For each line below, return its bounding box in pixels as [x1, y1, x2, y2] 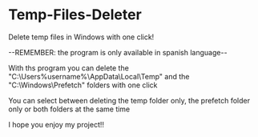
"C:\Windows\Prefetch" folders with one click [8, 80, 158, 90]
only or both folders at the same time [8, 104, 131, 114]
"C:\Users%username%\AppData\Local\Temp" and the [8, 71, 190, 81]
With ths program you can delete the [8, 62, 130, 73]
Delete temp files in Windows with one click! [8, 32, 155, 42]
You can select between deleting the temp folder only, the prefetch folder [8, 95, 251, 105]
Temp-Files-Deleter [8, 6, 142, 24]
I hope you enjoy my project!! [8, 119, 105, 129]
